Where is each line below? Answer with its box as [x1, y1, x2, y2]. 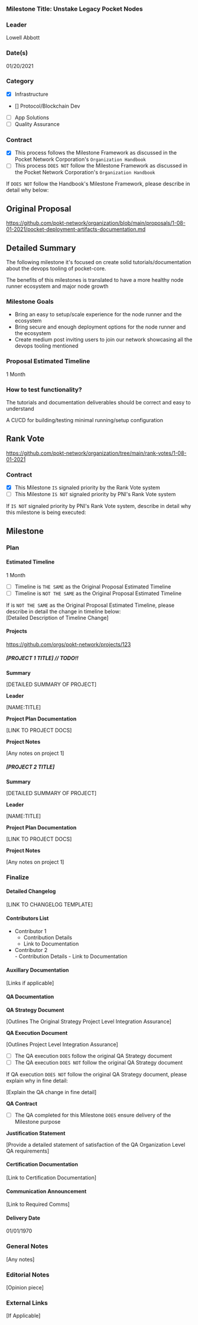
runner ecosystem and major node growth [6, 283, 109, 290]
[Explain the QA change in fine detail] [6, 1088, 97, 1095]
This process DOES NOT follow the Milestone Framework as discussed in [14, 162, 188, 169]
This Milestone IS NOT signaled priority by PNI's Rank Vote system [14, 491, 176, 498]
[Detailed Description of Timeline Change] [6, 614, 109, 621]
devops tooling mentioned [14, 342, 79, 349]
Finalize [6, 873, 30, 881]
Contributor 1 [14, 928, 47, 935]
